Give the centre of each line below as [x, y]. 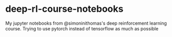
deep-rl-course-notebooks [64, 9]
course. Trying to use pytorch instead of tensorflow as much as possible [82, 28]
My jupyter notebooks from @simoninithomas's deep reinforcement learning [86, 23]
